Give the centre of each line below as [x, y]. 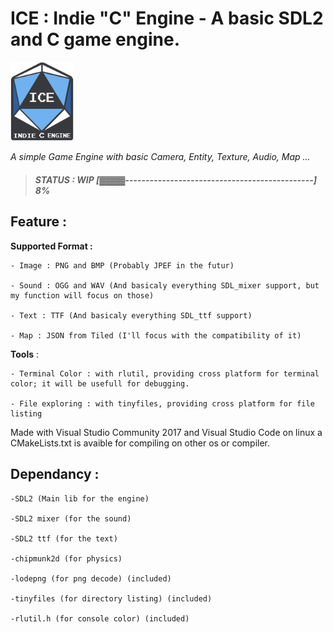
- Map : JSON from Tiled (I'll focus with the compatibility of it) [156, 335]
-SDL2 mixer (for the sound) [71, 518]
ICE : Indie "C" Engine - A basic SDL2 [167, 18]
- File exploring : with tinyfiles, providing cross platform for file [162, 403]
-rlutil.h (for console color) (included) [100, 618]
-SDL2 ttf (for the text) [64, 538]
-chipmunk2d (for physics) [66, 558]
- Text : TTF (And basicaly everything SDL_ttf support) [131, 315]
